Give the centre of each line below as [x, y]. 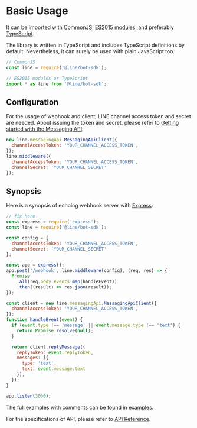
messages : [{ [33, 358]
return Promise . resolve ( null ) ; [55, 330]
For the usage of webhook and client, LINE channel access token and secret [99, 116]
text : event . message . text [53, 369]
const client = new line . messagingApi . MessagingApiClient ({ [82, 303]
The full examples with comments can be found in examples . [80, 407]
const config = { [27, 238]
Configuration [32, 102]
